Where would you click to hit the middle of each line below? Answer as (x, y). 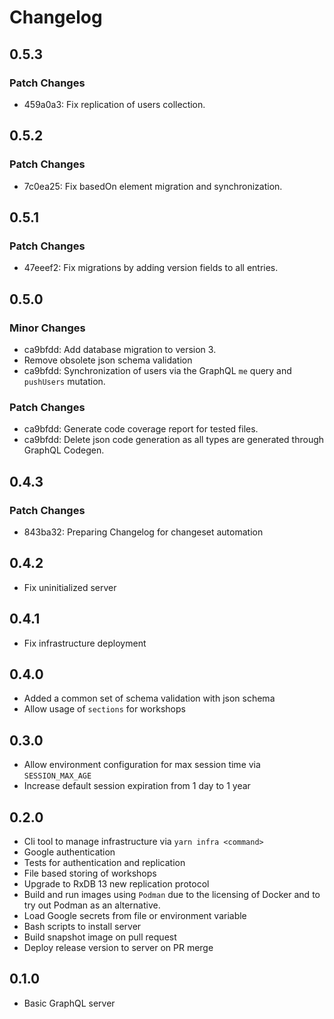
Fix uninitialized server (70, 587)
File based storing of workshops (90, 873)
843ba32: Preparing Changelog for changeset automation (143, 532)
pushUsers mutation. (64, 381)
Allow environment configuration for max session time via (142, 765)
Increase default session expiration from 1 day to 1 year (137, 786)
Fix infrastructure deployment (85, 643)
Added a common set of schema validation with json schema (149, 698)
